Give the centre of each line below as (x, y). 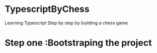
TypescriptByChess (47, 9)
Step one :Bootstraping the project (78, 43)
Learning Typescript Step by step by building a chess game (66, 23)
